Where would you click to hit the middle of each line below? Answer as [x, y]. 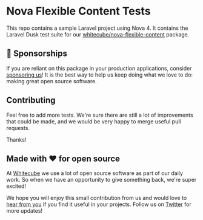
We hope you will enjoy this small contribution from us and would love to [97, 198]
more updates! [25, 211]
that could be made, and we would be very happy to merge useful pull [94, 121]
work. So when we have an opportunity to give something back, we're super [101, 180]
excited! [16, 186]
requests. [18, 128]
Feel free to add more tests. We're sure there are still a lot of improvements [100, 115]
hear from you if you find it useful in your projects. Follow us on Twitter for [99, 204]
